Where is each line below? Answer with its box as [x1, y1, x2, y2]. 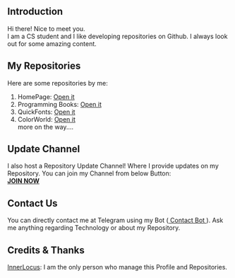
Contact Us [7, 197, 58, 209]
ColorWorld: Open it [17, 115, 76, 123]
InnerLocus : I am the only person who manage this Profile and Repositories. [7, 263, 228, 272]
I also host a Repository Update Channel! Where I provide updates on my [7, 162, 219, 170]
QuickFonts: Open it [17, 108, 76, 116]
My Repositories [7, 60, 81, 72]
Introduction [7, 6, 64, 18]
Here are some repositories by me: [7, 79, 108, 87]
